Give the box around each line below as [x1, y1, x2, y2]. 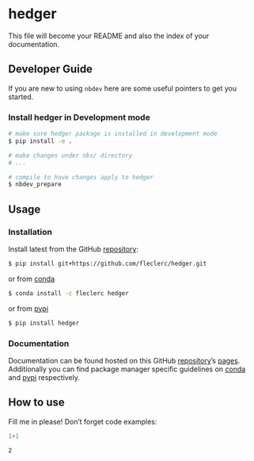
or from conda [8, 274, 55, 283]
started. [8, 92, 34, 102]
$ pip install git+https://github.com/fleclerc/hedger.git [8, 259, 207, 267]
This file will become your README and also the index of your [8, 31, 210, 40]
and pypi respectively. [8, 372, 81, 382]
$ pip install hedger [8, 319, 80, 327]
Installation [8, 226, 53, 237]
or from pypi [8, 303, 49, 313]
